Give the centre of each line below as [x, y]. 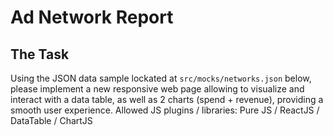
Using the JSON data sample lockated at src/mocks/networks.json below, [161, 78]
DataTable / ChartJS [51, 120]
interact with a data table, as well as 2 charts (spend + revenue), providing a [167, 99]
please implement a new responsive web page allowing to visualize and [157, 89]
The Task [40, 54]
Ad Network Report [92, 17]
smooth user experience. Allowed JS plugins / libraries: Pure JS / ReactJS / [165, 110]
